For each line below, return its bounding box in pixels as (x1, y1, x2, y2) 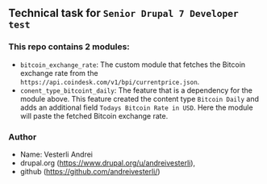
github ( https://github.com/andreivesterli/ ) (19, 166, 161, 176)
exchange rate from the (19, 68, 98, 77)
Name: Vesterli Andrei (19, 149, 94, 159)
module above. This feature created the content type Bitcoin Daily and (19, 94, 260, 103)
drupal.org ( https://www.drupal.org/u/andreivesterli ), (19, 157, 196, 168)
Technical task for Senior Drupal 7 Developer (8, 6, 240, 20)
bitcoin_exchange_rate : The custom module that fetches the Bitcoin (19, 60, 246, 69)
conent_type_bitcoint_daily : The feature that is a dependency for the (19, 85, 252, 95)
